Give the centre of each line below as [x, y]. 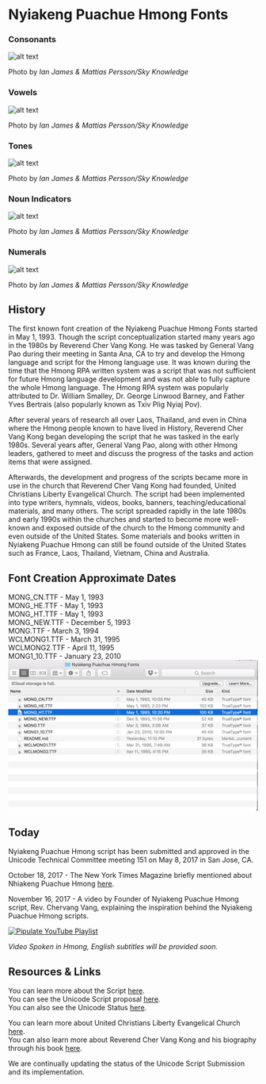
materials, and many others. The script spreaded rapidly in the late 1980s [127, 511]
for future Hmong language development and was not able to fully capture [129, 379]
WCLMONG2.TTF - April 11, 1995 [61, 648]
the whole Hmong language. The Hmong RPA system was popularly [119, 388]
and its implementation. [46, 1072]
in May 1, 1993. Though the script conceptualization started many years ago [132, 337]
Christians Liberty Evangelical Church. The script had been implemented [127, 494]
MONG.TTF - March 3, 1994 [53, 631]
